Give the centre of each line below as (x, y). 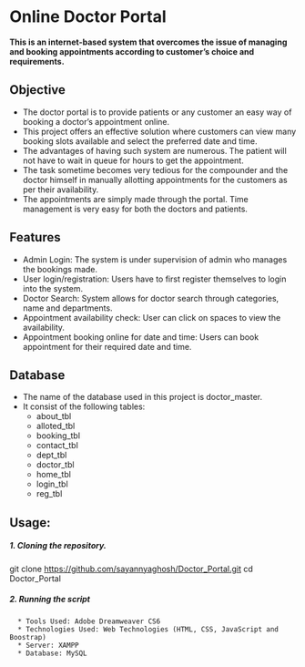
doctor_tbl (55, 465)
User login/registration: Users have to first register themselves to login (154, 279)
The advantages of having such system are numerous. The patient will (154, 150)
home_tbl (53, 475)
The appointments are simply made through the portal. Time (135, 199)
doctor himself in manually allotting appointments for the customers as (155, 180)
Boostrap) (28, 637)
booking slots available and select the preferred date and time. (140, 141)
